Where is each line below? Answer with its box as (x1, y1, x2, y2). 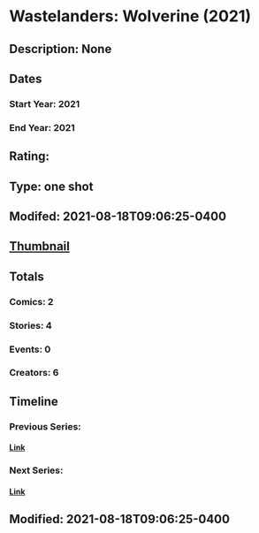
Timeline (9, 393, 59, 408)
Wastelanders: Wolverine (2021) (9, 6, 252, 27)
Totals (9, 269, 44, 284)
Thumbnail (9, 239, 71, 254)
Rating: (9, 148, 50, 164)
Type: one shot (9, 179, 94, 194)
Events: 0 (9, 343, 51, 355)
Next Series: (9, 464, 64, 476)
